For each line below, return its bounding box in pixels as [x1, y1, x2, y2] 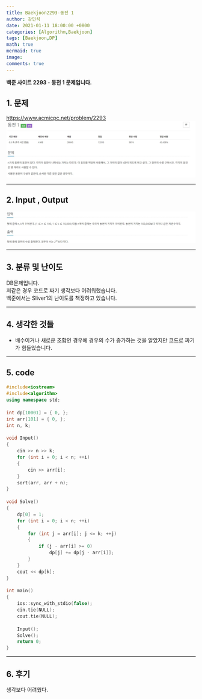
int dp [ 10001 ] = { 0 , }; [6, 410, 69, 416]
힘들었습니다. [21, 344, 52, 351]
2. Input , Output [6, 195, 69, 205]
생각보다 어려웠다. [6, 686, 49, 694]
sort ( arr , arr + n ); [17, 479, 69, 486]
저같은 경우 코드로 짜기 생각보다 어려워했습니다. [6, 286, 117, 294]
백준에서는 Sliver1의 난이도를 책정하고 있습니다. [6, 294, 117, 302]
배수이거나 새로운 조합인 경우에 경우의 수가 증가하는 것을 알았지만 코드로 [14, 337, 184, 344]
